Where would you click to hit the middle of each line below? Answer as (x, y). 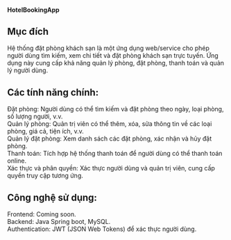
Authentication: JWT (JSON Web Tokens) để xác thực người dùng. (102, 229)
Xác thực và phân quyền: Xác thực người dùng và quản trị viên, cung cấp (111, 168)
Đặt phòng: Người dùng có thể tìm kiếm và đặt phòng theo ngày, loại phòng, (115, 109)
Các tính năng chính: (53, 92)
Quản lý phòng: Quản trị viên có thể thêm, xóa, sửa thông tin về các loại (110, 124)
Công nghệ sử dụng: (52, 197)
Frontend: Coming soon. (42, 214)
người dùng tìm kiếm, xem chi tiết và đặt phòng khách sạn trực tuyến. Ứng (113, 56)
